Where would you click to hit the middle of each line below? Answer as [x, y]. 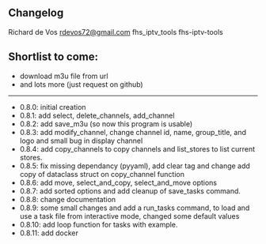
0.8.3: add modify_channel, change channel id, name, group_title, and [133, 132]
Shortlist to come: [53, 57]
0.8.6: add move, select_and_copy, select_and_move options [118, 182]
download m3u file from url [64, 76]
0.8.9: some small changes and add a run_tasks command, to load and [135, 208]
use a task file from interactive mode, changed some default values [129, 216]
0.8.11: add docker [49, 233]
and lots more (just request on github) [82, 84]
